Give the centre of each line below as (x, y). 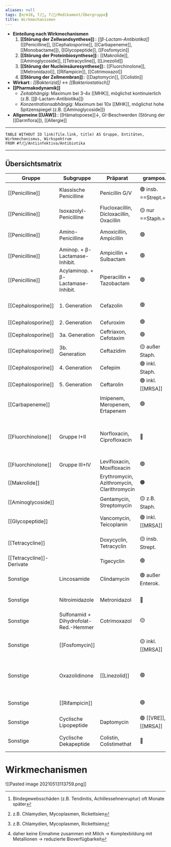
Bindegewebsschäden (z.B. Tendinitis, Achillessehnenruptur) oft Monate (88, 799)
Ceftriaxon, (113, 332)
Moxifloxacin (115, 468)
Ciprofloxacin (116, 440)
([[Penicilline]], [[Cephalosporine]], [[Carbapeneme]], (76, 45)
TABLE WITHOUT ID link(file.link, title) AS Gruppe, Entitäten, (75, 135)
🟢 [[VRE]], (153, 718)
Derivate (18, 564)
